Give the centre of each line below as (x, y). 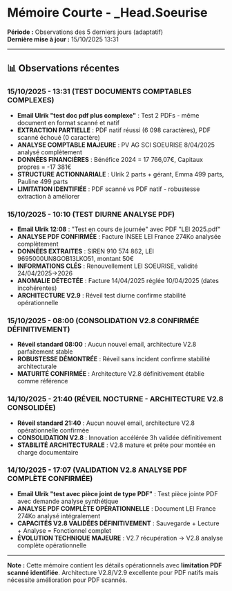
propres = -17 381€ (44, 167)
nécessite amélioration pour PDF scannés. (67, 580)
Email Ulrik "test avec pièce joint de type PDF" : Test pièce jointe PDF (117, 493)
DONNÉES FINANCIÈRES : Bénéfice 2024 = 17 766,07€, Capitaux (110, 159)
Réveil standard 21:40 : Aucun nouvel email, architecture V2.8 (106, 423)
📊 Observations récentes (63, 68)
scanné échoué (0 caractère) (58, 137)
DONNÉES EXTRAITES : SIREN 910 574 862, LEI (85, 251)
